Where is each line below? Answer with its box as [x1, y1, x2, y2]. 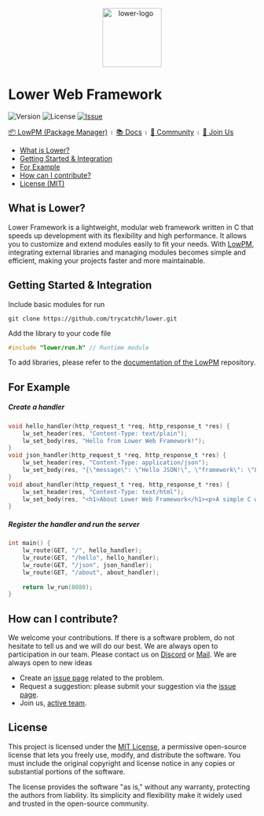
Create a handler [8, 402, 65, 412]
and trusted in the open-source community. [8, 799, 149, 808]
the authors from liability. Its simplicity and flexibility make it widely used [8, 790, 242, 800]
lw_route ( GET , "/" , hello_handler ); [22, 547, 143, 554]
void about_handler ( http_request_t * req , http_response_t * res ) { [8, 481, 230, 489]
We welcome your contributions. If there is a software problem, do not [8, 633, 235, 642]
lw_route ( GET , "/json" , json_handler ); [22, 561, 153, 569]
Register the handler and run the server [8, 519, 140, 529]
